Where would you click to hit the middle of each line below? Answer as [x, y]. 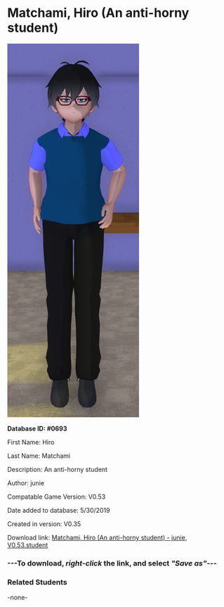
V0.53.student [28, 545]
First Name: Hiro [31, 442]
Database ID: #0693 [37, 428]
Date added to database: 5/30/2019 [59, 510]
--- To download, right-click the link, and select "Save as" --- [112, 563]
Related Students [38, 582]
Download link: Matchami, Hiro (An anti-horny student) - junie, [97, 537]
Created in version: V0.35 [44, 524]
